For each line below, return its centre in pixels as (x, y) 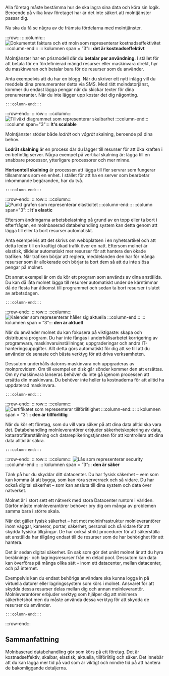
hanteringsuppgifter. (26, 348)
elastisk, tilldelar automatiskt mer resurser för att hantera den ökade (76, 251)
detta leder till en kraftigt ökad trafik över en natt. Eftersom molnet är (76, 246)
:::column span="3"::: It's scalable (41, 124)
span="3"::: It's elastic (29, 210)
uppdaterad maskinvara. (31, 385)
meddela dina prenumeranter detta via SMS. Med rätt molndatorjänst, (77, 84)
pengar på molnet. (24, 267)
